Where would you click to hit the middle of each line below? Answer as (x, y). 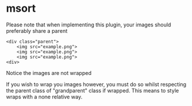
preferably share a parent (37, 30)
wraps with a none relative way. (44, 97)
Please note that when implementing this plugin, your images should (89, 25)
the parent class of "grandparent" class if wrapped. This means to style (92, 90)
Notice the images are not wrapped (49, 73)
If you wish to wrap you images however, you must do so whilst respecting (96, 84)
